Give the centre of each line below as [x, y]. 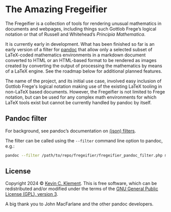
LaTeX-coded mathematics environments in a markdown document [76, 55]
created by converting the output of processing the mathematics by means [84, 66]
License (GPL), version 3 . [32, 194]
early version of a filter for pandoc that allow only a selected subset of [79, 49]
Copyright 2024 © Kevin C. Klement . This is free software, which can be [81, 184]
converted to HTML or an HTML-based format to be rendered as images [81, 60]
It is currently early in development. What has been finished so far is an [80, 44]
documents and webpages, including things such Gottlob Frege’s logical [81, 28]
